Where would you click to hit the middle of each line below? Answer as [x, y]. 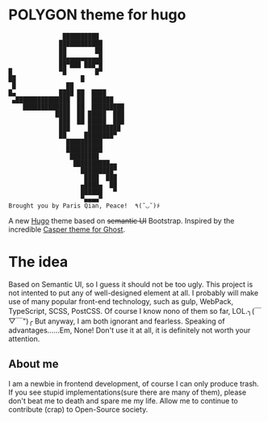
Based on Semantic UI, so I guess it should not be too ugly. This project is [131, 284]
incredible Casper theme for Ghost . [67, 229]
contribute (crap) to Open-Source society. [78, 409]
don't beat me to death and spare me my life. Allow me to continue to [123, 400]
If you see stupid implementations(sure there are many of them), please [128, 392]
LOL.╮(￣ [247, 311]
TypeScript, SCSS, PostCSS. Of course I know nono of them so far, [119, 311]
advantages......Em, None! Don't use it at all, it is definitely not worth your [130, 330]
